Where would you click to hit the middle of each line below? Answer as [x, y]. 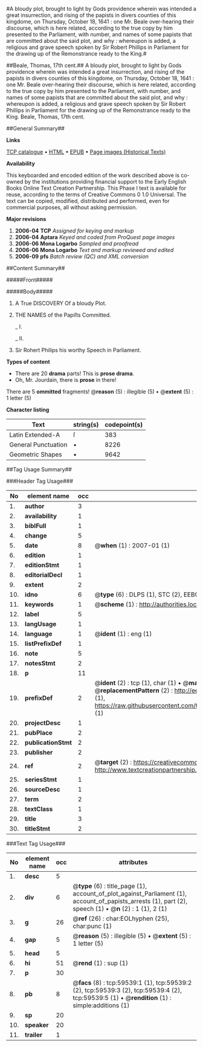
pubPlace [39, 733]
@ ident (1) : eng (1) [123, 634]
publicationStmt [49, 743]
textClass [39, 809]
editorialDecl [43, 575]
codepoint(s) [124, 424]
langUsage [41, 624]
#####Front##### [30, 280]
